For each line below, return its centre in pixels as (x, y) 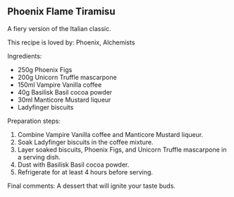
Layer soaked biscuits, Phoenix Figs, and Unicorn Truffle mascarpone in (122, 149)
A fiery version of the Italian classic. (59, 28)
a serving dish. (39, 157)
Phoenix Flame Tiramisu (61, 12)
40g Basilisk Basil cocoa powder (65, 92)
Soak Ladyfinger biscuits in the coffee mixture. (85, 142)
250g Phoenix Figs (45, 69)
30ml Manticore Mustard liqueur (64, 100)
